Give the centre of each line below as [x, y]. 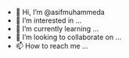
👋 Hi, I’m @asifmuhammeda [60, 12]
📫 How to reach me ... [52, 46]
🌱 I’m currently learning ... [57, 29]
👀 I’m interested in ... [48, 20]
